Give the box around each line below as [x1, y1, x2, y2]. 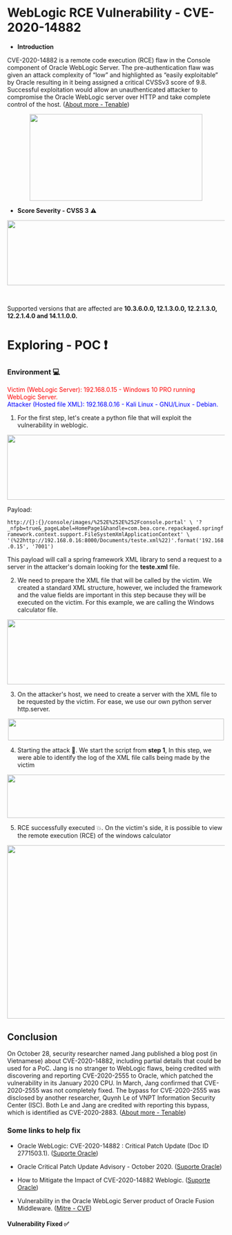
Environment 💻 [7, 368, 61, 377]
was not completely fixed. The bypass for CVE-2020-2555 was [41, 1087, 221, 1095]
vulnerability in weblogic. [17, 421, 88, 429]
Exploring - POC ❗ [7, 338, 108, 353]
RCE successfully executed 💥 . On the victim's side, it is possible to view [17, 824, 223, 832]
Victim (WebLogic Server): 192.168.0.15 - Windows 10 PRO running [7, 386, 195, 394]
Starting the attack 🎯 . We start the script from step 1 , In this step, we [17, 746, 212, 754]
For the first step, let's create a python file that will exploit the [17, 414, 192, 422]
